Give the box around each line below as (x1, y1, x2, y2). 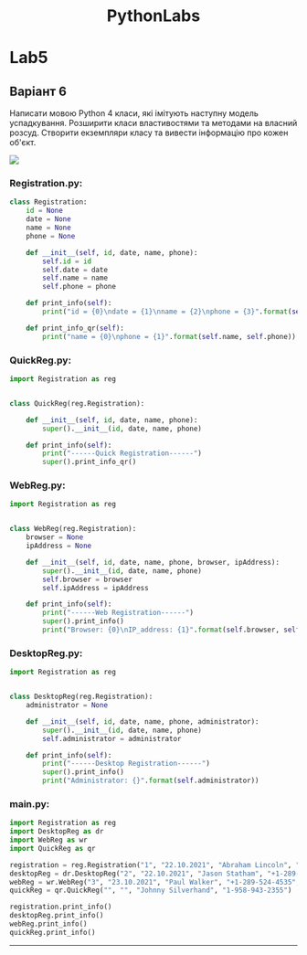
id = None (26, 207, 64, 216)
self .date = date (42, 265, 108, 274)
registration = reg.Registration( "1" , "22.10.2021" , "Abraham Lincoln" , (9, 860, 292, 869)
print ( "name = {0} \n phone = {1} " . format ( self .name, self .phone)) (42, 332, 297, 341)
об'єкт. (9, 137, 37, 148)
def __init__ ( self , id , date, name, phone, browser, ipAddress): (26, 557, 281, 567)
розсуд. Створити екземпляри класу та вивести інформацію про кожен (9, 127, 289, 138)
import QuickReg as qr (9, 844, 96, 853)
